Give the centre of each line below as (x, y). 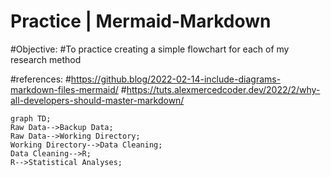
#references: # (41, 79)
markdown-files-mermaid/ (64, 89)
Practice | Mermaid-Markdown (141, 21)
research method (46, 59)
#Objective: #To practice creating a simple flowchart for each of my (150, 49)
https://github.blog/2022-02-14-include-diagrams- (176, 79)
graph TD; (31, 118)
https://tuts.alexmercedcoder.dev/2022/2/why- (223, 89)
